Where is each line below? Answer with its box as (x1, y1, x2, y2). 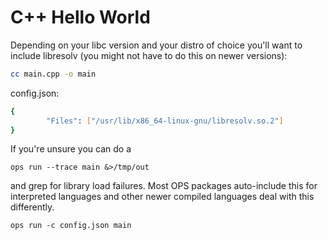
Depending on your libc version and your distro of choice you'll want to (10, 39, 303, 51)
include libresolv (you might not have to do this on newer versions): (10, 49, 288, 61)
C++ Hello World (10, 6, 151, 29)
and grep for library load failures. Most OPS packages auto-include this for (10, 180, 318, 192)
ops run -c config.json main (10, 221, 132, 231)
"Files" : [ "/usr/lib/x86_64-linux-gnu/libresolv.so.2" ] (46, 116, 284, 126)
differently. (10, 201, 55, 213)
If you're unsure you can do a (10, 143, 132, 155)
